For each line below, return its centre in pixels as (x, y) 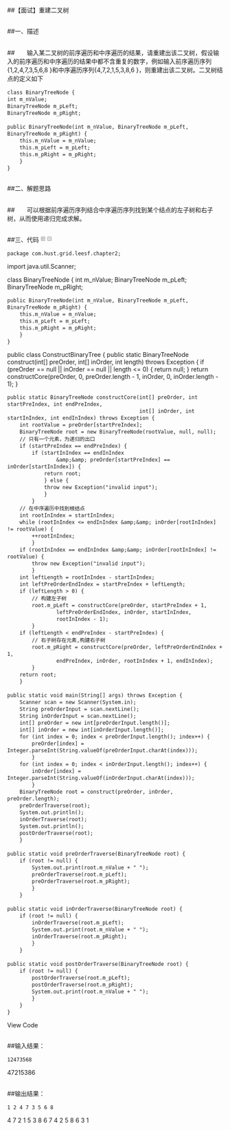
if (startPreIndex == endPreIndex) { (73, 446)
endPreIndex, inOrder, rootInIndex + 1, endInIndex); (135, 661)
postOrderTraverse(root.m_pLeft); (81, 978)
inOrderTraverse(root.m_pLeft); (78, 923)
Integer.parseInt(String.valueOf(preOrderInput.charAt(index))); (102, 750)
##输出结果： (26, 1093)
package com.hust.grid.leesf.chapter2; (64, 254)
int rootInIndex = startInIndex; (67, 515)
